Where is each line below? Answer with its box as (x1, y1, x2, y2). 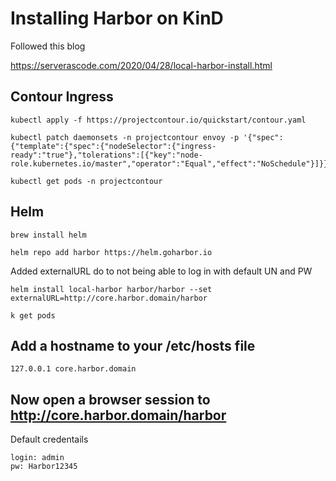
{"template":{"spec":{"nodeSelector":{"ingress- (10, 141, 217, 151)
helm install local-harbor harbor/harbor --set (10, 284, 213, 294)
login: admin (10, 453, 65, 463)
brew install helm (10, 230, 87, 240)
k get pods (10, 310, 56, 321)
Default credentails (10, 433, 89, 446)
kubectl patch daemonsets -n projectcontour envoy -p (10, 132, 240, 142)
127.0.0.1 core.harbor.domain (10, 364, 137, 374)
